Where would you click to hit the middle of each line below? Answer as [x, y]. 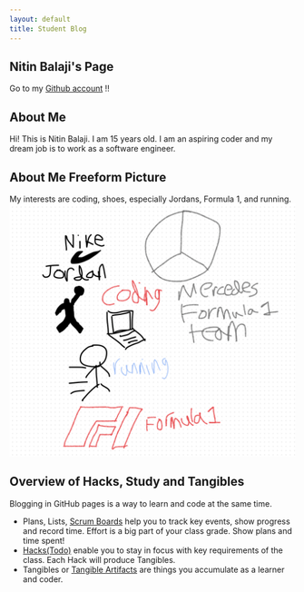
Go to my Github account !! [60, 89]
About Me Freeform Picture [88, 177]
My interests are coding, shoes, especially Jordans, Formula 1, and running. [151, 199]
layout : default [40, 19]
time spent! [44, 540]
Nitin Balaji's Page [62, 67]
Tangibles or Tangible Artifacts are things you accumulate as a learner [153, 569]
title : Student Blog [49, 29]
